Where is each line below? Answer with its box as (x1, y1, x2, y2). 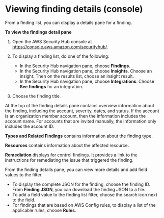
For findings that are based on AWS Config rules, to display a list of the (12, 202, 156, 208)
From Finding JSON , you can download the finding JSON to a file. (12, 186, 146, 192)
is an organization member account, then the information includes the (5, 113, 146, 119)
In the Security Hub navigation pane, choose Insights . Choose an (19, 68, 152, 74)
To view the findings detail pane (5, 29, 72, 35)
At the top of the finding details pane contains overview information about (5, 102, 155, 108)
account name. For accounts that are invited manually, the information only (5, 118, 157, 124)
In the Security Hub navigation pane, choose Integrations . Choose (19, 78, 155, 84)
